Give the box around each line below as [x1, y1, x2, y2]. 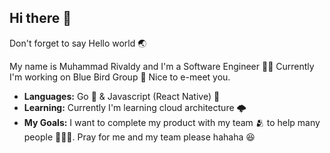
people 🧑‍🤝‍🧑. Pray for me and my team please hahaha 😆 [23, 131, 256, 143]
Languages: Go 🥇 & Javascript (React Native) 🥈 [23, 90, 221, 102]
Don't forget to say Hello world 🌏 [9, 37, 147, 49]
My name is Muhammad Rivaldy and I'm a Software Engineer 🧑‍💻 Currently [9, 60, 315, 72]
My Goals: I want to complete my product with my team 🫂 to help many [23, 116, 321, 128]
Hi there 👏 [9, 10, 72, 27]
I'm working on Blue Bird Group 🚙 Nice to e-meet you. [9, 71, 231, 83]
